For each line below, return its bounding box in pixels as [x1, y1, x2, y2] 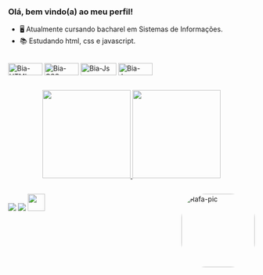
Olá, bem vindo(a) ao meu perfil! [8, 6, 133, 17]
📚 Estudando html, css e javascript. [19, 36, 136, 45]
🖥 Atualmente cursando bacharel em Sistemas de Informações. [19, 24, 223, 34]
